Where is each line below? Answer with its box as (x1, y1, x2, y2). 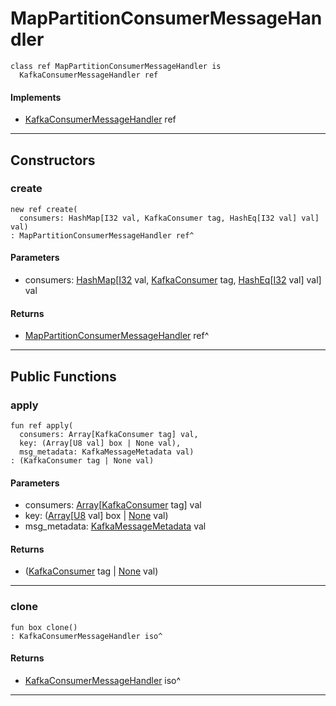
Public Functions (10, 368, 117, 385)
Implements (10, 91, 62, 103)
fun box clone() (10, 622, 78, 632)
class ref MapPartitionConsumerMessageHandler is (10, 61, 222, 71)
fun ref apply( (10, 420, 74, 431)
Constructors (10, 152, 96, 169)
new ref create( (10, 204, 78, 214)
